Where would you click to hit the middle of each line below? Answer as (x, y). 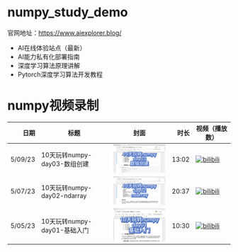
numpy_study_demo (68, 12)
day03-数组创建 (65, 164)
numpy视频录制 (53, 106)
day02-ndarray (64, 196)
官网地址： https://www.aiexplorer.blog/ (64, 33)
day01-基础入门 (65, 230)
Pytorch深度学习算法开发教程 (60, 74)
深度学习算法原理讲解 (49, 65)
